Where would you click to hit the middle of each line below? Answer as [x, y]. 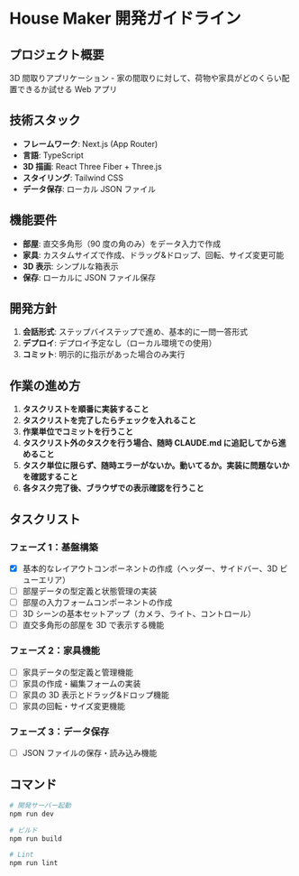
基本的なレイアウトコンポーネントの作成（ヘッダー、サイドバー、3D [150, 568]
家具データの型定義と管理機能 [77, 672]
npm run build [36, 839]
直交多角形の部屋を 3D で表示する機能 [93, 625]
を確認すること [50, 477]
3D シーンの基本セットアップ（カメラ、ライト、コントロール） [139, 613]
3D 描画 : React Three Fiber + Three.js [92, 166]
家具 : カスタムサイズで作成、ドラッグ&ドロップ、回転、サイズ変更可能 [153, 254]
